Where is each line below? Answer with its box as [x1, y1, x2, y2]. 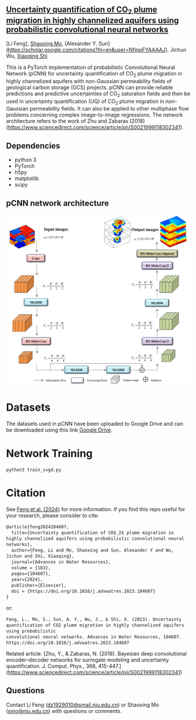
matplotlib [14, 175, 39, 182]
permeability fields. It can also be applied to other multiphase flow [29, 105, 189, 112]
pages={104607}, [11, 570, 51, 577]
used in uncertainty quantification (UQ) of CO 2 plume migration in [6, 98, 165, 106]
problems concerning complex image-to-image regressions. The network [6, 111, 183, 119]
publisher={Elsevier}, [11, 582, 67, 588]
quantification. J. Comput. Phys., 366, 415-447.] [6, 662, 122, 669]
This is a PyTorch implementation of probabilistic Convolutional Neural [6, 64, 176, 71]
